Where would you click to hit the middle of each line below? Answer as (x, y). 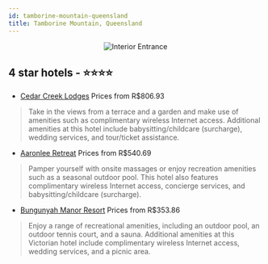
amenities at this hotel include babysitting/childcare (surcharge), (135, 129)
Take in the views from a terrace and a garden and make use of (134, 112)
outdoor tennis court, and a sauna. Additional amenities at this (131, 234)
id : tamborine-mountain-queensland (68, 16)
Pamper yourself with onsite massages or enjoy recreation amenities (142, 169)
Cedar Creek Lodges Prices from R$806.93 (92, 96)
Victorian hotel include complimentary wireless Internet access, (134, 243)
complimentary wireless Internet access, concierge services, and (136, 186)
